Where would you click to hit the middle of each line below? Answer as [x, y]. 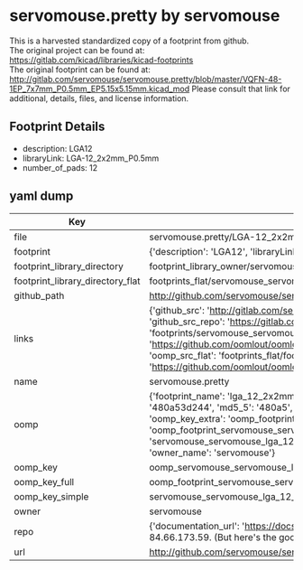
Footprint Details [57, 127]
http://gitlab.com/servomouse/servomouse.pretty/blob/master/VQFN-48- [146, 79]
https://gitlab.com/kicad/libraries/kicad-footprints [101, 60]
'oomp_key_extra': [187, 418]
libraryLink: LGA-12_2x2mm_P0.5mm [91, 158]
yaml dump [41, 196]
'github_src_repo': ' [189, 322]
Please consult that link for [241, 89]
